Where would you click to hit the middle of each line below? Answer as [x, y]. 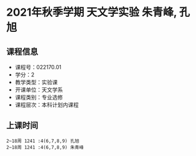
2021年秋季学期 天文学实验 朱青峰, [91, 12]
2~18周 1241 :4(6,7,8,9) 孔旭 [43, 141]
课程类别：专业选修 [39, 97]
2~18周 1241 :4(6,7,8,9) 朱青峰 [45, 147]
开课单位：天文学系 [39, 90]
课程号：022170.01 [38, 67]
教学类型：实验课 [36, 82]
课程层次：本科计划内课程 [47, 105]
